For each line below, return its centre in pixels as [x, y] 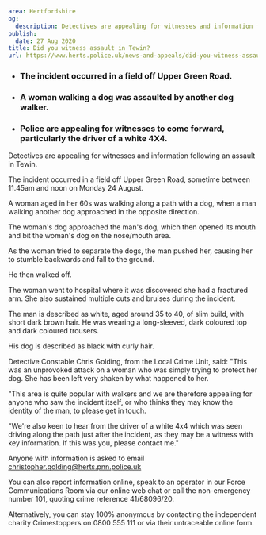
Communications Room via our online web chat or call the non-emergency [129, 491]
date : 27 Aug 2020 [46, 41]
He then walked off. [40, 275]
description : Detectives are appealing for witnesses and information [134, 26]
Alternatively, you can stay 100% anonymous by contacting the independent [133, 514]
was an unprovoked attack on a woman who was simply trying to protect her [133, 370]
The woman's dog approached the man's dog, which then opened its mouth [132, 227]
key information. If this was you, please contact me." [94, 443]
